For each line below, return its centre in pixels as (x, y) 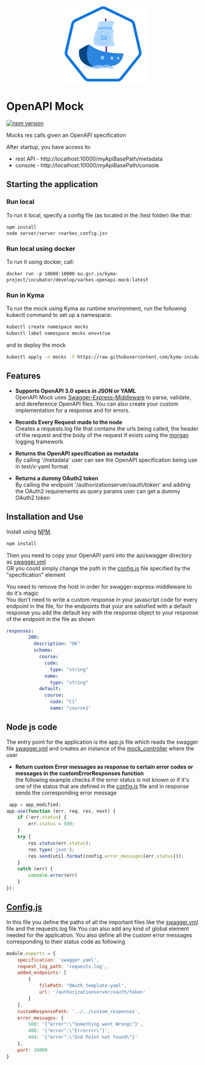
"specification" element (36, 575)
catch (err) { (35, 869)
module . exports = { (31, 953)
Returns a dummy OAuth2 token (57, 478)
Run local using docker (41, 249)
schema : (43, 650)
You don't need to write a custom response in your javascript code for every (102, 599)
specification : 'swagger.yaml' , (58, 960)
